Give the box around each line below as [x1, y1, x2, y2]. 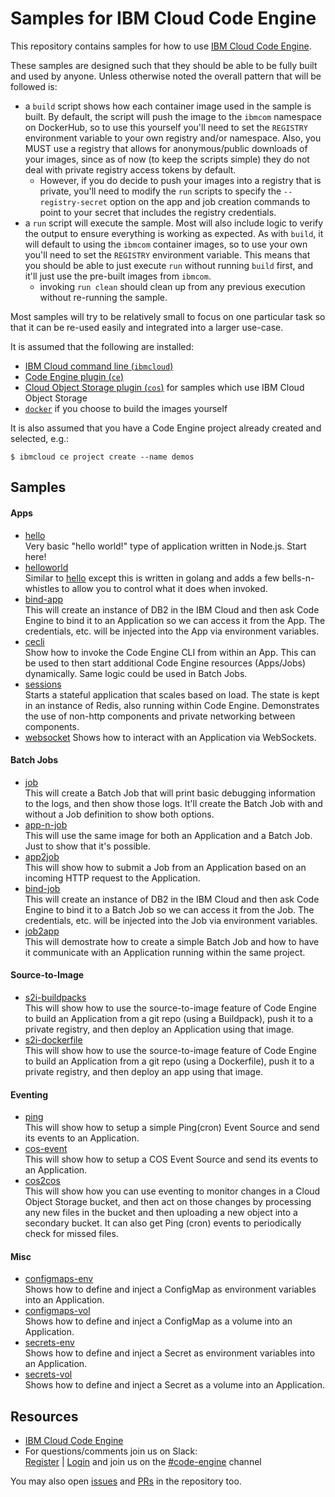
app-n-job [24, 818, 68, 831]
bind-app [24, 593, 64, 605]
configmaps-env [24, 1273, 94, 1285]
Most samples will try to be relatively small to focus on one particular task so [10, 310, 326, 322]
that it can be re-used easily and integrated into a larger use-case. [10, 321, 284, 333]
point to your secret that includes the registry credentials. [39, 206, 277, 218]
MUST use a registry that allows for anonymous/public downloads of [24, 142, 308, 154]
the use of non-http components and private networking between [24, 710, 296, 722]
